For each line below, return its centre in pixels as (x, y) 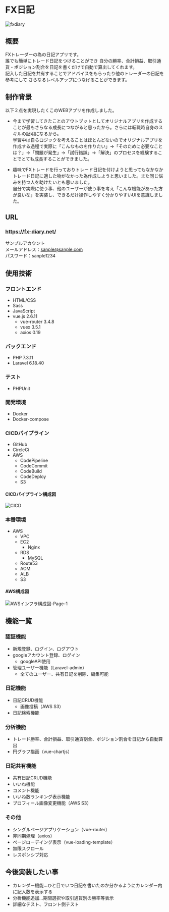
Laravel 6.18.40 (28, 363)
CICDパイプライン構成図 (31, 494)
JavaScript (24, 311)
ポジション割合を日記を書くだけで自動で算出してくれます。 (75, 67)
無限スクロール (28, 848)
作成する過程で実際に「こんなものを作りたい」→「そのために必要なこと (88, 146)
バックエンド (21, 346)
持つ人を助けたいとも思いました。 (57, 182)
